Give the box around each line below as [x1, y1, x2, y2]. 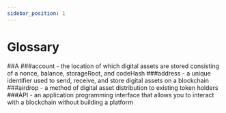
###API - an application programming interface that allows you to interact [7, 91, 214, 99]
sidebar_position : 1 [7, 10, 66, 17]
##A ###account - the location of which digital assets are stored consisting [7, 62, 220, 70]
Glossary [7, 39, 60, 54]
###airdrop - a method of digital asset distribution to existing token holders [7, 83, 218, 92]
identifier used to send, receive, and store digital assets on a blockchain [7, 76, 210, 84]
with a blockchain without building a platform [7, 98, 133, 106]
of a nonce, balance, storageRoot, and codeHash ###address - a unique [7, 69, 212, 77]
